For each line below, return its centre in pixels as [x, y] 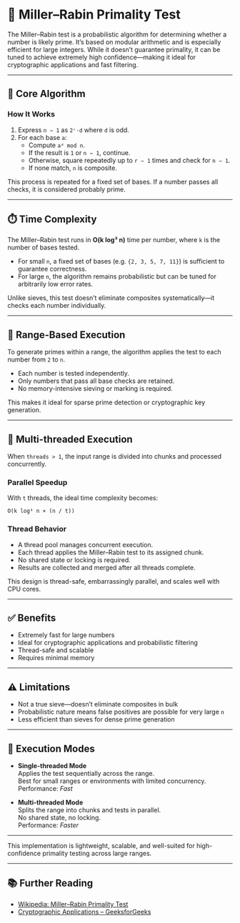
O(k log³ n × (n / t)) [41, 511]
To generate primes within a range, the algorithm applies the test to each [114, 352]
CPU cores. [24, 589]
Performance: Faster [48, 825]
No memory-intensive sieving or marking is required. [95, 389]
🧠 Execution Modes [51, 748]
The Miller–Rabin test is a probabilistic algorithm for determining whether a [117, 34]
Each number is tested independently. [74, 374]
